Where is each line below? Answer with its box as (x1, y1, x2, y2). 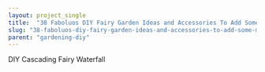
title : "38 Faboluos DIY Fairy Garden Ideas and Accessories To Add (8, 19, 242, 27)
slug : (8, 26, 26, 34)
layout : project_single (8, 11, 87, 20)
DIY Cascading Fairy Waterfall (8, 55, 106, 64)
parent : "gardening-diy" (8, 33, 90, 41)
